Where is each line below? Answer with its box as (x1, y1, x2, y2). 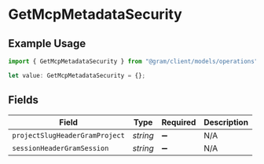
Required (161, 116, 196, 127)
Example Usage (8, 37, 86, 50)
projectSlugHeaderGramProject (12, 131, 126, 140)
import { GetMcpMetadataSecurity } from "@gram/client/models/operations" (8, 57, 258, 65)
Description (203, 116, 249, 127)
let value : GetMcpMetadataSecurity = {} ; (8, 71, 146, 79)
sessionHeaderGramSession (12, 144, 109, 152)
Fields (8, 93, 39, 107)
